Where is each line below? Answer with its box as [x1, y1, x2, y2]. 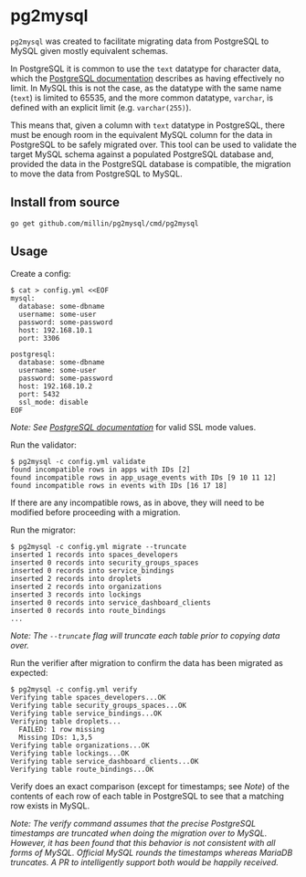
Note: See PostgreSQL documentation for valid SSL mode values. [10, 421, 257, 432]
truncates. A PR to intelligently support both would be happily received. [10, 856, 280, 868]
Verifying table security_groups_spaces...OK [10, 701, 186, 710]
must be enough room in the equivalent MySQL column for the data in [10, 129, 273, 140]
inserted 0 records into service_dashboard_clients [10, 597, 211, 608]
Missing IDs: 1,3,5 [18, 733, 93, 742]
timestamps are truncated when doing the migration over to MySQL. [10, 828, 268, 839]
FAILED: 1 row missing [18, 724, 105, 734]
